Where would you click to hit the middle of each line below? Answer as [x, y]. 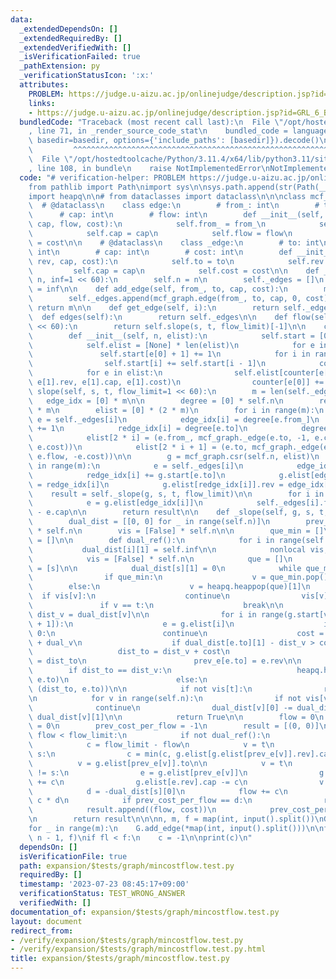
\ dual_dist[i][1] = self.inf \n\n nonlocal [167, 549]
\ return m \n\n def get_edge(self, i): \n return [154, 308]
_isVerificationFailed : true [80, 57]
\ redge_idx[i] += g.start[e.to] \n [127, 475]
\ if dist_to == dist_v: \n [100, 671]
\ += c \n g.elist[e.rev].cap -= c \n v [176, 782]
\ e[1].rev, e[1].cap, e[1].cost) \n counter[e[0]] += [176, 382]
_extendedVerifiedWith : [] [75, 47]
